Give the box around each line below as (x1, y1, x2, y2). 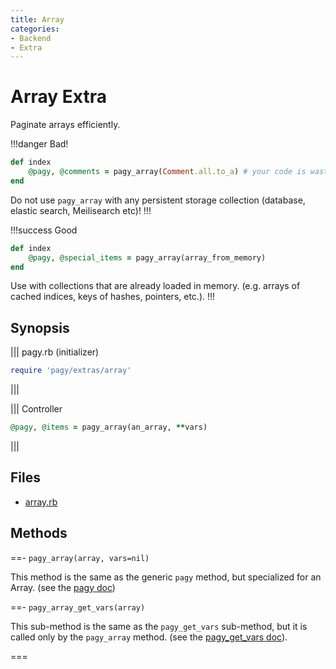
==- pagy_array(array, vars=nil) (10, 551, 150, 563)
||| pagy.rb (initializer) (10, 346, 100, 358)
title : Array (10, 14, 65, 25)
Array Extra (10, 86, 107, 108)
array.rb (24, 496, 58, 508)
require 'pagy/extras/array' (10, 366, 132, 376)
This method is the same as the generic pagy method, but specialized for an (10, 571, 322, 583)
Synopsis (10, 319, 70, 336)
